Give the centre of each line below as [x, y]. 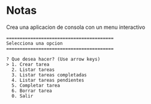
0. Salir [22, 96]
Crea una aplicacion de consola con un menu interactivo [76, 27]
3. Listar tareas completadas [49, 75]
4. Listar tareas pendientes [48, 80]
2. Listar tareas [33, 70]
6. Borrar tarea [32, 91]
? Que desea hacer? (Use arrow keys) [53, 59]
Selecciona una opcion [34, 43]
